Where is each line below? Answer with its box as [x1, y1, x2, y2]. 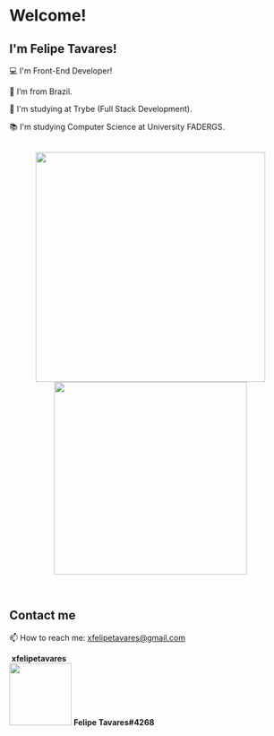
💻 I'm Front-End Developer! [9, 65, 113, 76]
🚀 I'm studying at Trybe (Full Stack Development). [9, 104, 193, 114]
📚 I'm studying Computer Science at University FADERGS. [9, 122, 226, 132]
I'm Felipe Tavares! [9, 41, 117, 56]
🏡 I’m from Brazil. [9, 86, 73, 97]
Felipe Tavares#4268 [73, 716, 155, 727]
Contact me [9, 608, 76, 623]
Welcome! [9, 5, 87, 26]
